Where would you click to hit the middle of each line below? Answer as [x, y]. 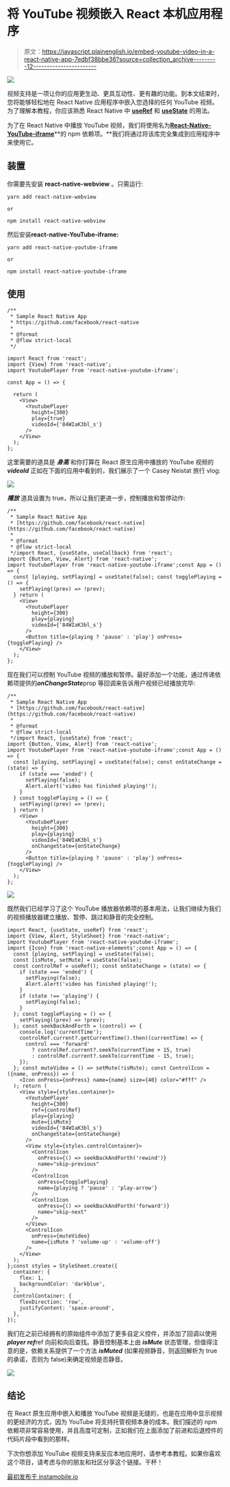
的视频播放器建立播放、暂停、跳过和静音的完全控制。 [82, 917]
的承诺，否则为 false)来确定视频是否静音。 [67, 1359]
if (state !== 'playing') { [59, 996]
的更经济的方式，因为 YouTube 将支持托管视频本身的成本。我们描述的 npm [112, 1422]
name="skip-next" [62, 1212]
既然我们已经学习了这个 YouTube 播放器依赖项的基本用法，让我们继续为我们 [114, 908]
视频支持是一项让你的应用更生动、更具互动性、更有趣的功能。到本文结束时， [115, 93]
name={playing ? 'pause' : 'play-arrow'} [97, 1188]
